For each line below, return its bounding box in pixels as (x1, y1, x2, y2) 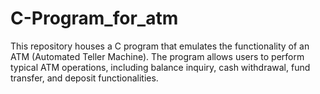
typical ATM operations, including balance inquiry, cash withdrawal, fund (10, 61, 311, 73)
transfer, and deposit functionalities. (10, 72, 159, 84)
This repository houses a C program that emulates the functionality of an (10, 40, 310, 52)
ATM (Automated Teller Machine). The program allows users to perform (10, 50, 305, 62)
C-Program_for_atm (10, 7, 179, 30)
